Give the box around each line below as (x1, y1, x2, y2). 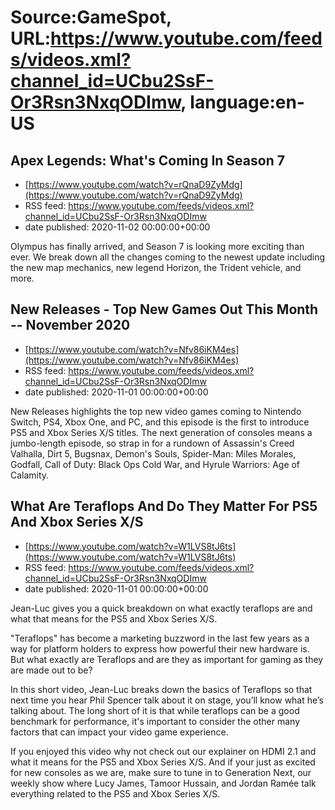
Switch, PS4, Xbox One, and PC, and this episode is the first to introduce (10, 416, 310, 428)
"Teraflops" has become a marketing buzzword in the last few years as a (10, 632, 310, 644)
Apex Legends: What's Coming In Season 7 (10, 152, 285, 169)
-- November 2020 (10, 317, 131, 334)
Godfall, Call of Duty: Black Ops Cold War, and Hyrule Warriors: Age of (10, 458, 301, 470)
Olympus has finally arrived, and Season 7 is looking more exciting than (10, 241, 305, 252)
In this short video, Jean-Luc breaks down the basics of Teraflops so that (10, 683, 313, 695)
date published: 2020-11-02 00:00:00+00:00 (24, 221, 211, 233)
